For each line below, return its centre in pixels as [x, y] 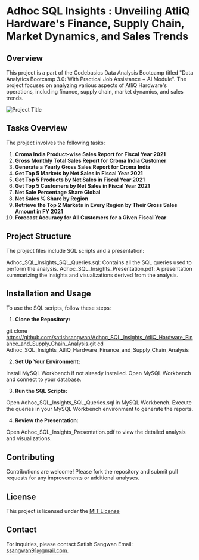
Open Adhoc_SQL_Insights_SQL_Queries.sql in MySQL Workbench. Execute [99, 403]
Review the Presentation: [46, 420]
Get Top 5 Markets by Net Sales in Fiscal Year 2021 [79, 173]
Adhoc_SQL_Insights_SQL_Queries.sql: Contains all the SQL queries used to [99, 262]
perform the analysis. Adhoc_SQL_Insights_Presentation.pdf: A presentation [99, 268]
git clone [17, 331]
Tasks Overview [37, 129]
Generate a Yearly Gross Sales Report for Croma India [83, 167]
